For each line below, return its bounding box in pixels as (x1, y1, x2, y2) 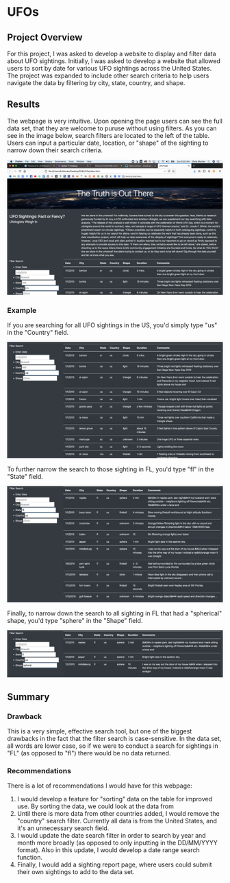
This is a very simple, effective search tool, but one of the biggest (7, 727, 192, 735)
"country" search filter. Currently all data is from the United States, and (16, 817, 218, 825)
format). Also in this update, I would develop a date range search (16, 846, 200, 854)
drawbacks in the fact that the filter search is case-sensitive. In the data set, (7, 734, 222, 742)
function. (16, 853, 43, 862)
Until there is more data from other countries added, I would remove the (16, 810, 220, 818)
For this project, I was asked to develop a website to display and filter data (7, 49, 217, 58)
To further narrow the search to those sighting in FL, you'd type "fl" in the (7, 464, 214, 473)
